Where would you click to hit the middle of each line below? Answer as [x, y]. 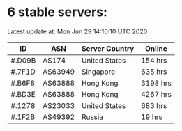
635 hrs [154, 72]
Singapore [98, 72]
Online [156, 48]
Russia [92, 117]
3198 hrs [156, 83]
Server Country [108, 48]
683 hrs [154, 105]
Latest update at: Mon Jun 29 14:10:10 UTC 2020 [77, 31]
